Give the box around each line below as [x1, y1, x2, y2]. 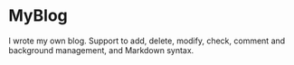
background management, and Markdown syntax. [8, 44, 194, 55]
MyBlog [8, 5, 69, 26]
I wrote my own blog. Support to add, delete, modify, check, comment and [8, 35, 286, 46]
